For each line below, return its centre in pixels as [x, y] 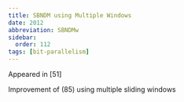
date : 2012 [26, 23]
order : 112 [33, 45]
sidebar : [22, 37]
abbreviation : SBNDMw [44, 30]
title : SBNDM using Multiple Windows [70, 15]
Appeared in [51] [35, 74]
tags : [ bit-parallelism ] [49, 52]
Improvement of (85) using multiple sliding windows [92, 89]
